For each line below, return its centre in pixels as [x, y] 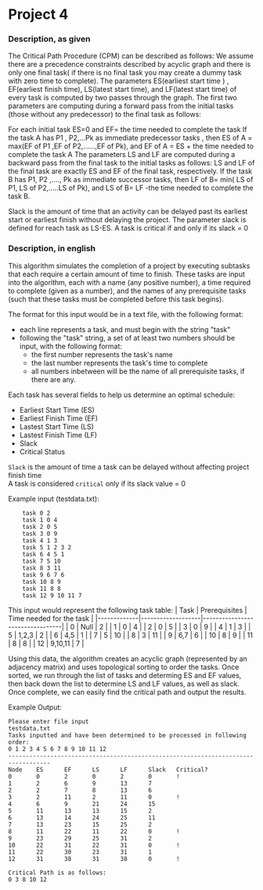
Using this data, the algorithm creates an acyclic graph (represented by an [128, 658]
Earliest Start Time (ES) [57, 410]
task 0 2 [36, 513]
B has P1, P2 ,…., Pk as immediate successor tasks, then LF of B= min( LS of [131, 180]
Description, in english [52, 249]
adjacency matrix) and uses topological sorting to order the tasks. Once [124, 667]
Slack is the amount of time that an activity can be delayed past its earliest [128, 212]
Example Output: [35, 707]
